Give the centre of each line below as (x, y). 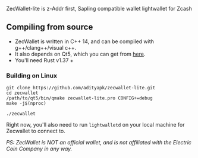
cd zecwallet (22, 93)
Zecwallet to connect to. (36, 131)
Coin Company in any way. (39, 149)
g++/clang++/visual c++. (45, 47)
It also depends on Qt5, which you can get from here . (80, 54)
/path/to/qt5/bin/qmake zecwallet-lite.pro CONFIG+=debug (79, 98)
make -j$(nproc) (26, 104)
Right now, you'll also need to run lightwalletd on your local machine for (96, 125)
